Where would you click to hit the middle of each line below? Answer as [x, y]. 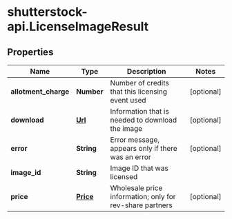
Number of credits [139, 83]
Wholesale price [136, 188]
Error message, [135, 140]
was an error [131, 157]
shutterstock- [47, 12]
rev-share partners [141, 205]
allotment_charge [40, 92]
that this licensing [139, 92]
